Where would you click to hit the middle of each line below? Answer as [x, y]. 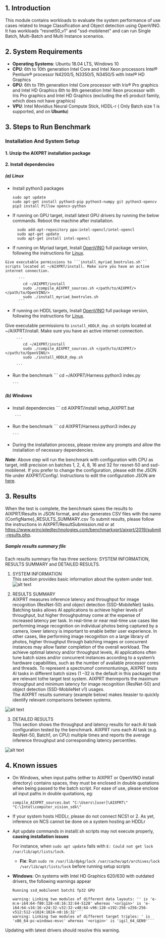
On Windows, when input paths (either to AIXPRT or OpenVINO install [83, 777]
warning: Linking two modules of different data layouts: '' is [80, 899]
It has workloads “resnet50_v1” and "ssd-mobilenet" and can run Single [78, 31]
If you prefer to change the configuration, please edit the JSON [92, 470]
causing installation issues [40, 836]
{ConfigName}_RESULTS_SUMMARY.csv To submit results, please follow [80, 519]
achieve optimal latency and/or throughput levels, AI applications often [84, 652]
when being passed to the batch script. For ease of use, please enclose [85, 788]
